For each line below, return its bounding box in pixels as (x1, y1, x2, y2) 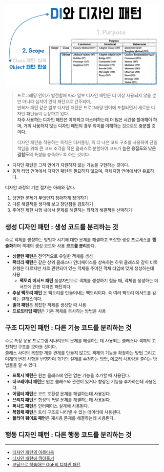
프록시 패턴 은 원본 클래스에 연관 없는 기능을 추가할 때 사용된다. (12, 372, 131, 378)
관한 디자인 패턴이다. (32, 284, 72, 289)
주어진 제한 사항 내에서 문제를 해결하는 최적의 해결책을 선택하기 (12, 207, 132, 213)
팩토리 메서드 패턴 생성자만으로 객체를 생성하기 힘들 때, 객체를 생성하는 (19, 277, 154, 283)
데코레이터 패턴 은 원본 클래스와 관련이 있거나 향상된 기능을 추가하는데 (12, 378, 144, 384)
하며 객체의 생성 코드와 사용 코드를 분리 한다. (13, 243, 96, 248)
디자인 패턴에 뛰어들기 (12, 455, 55, 461)
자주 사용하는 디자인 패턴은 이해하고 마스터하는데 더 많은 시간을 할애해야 (17, 117, 152, 123)
